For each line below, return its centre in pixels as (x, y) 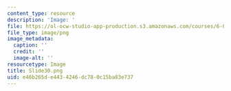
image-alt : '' (33, 58)
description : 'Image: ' (41, 20)
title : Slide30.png (35, 70)
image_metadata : (30, 39)
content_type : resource (41, 13)
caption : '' (31, 45)
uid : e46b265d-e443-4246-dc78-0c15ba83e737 (70, 77)
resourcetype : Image (37, 64)
